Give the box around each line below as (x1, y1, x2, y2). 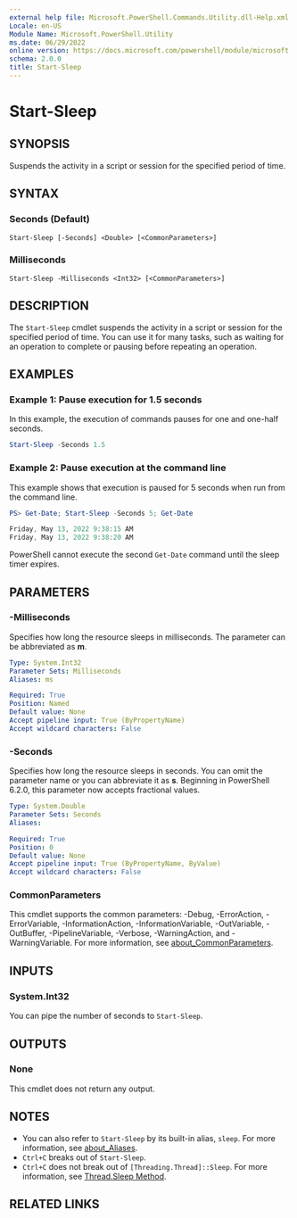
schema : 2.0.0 (9, 54, 62, 63)
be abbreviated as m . (9, 641, 87, 651)
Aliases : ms (9, 675, 54, 684)
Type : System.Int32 (9, 658, 82, 667)
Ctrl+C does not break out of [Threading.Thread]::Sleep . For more (21, 1161, 268, 1172)
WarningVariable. (9, 938, 73, 949)
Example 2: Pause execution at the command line (9, 461, 227, 474)
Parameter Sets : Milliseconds (9, 667, 122, 675)
